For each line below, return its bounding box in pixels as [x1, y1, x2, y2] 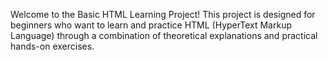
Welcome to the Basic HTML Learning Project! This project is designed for [10, 9, 316, 20]
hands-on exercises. [10, 40, 95, 52]
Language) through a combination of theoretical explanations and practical [10, 30, 318, 41]
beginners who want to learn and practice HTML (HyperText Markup [10, 19, 292, 31]
